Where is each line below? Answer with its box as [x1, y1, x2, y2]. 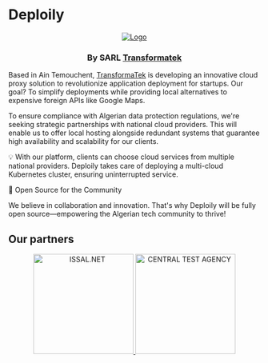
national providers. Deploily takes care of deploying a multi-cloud [8, 162, 224, 171]
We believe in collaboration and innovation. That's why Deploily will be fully [8, 201, 256, 210]
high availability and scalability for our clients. [8, 137, 158, 146]
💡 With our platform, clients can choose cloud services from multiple [8, 152, 234, 162]
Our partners [8, 232, 74, 245]
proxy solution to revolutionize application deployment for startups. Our [8, 78, 244, 89]
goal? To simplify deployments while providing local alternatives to [8, 87, 228, 97]
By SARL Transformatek [86, 52, 182, 63]
